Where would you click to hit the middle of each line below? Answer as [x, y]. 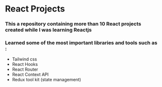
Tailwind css [24, 59]
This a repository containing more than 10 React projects [73, 24]
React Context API [30, 75]
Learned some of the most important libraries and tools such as [81, 43]
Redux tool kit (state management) [47, 80]
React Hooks [25, 64]
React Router [25, 69]
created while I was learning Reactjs [49, 30]
